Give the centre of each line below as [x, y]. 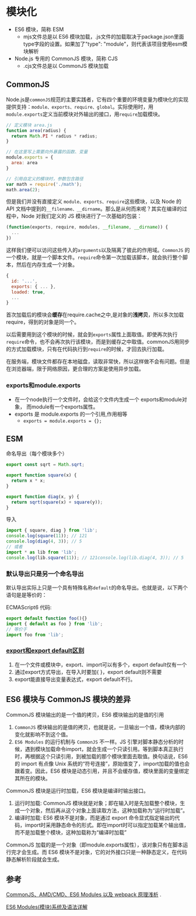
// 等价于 [17, 629]
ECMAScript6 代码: [29, 607]
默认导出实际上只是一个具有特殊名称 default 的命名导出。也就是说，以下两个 [97, 587]
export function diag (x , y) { [43, 497]
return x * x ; [28, 481]
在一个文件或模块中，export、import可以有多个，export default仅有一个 [101, 665]
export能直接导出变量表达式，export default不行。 [75, 679]
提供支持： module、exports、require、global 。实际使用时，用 [80, 106]
